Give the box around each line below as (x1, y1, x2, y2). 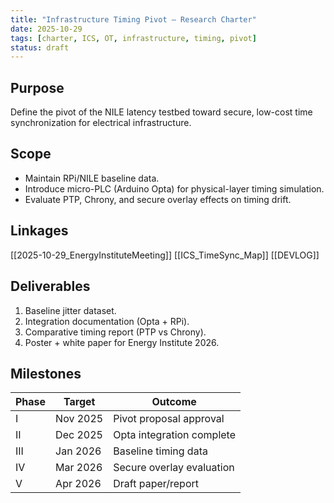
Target (63, 395, 96, 409)
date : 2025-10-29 (10, 24, 83, 34)
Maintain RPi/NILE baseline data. (24, 172, 160, 184)
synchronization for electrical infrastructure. (10, 117, 192, 129)
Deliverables (10, 278, 91, 295)
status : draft (10, 42, 70, 53)
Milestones (10, 365, 82, 382)
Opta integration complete (113, 428, 237, 442)
